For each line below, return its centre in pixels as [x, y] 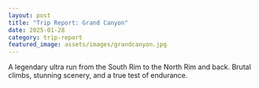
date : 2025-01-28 [37, 30]
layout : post [30, 15]
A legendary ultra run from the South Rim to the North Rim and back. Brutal [130, 67]
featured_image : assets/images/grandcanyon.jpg [88, 45]
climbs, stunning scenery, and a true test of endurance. [98, 75]
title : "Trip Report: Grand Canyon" [68, 23]
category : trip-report [45, 37]
